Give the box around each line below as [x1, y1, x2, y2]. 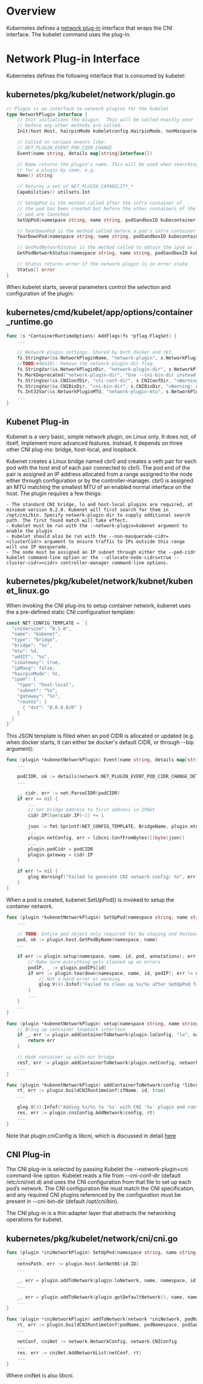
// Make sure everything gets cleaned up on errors [28, 959, 161, 965]
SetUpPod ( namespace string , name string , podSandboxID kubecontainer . [17, 217, 199, 223]
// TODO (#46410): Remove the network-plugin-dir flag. [17, 361, 155, 367]
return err [28, 1037, 56, 1043]
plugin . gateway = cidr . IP [28, 851, 94, 858]
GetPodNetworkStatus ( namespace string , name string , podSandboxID [17, 250, 188, 256]
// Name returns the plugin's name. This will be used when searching [17, 161, 199, 167]
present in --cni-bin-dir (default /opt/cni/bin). [6, 1198, 119, 1205]
